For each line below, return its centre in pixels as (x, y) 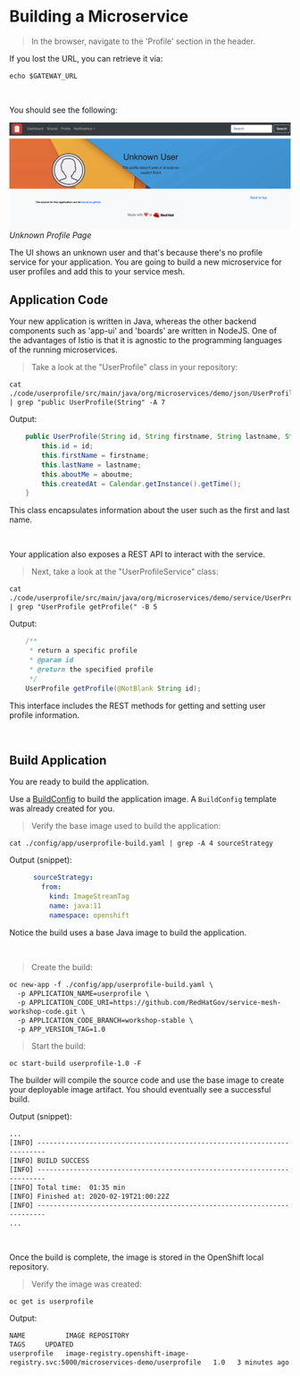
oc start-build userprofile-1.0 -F (75, 1063)
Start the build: (58, 1046)
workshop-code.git (43, 1011)
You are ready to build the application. (79, 782)
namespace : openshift (89, 915)
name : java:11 (75, 906)
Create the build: (62, 967)
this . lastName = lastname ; (92, 465)
